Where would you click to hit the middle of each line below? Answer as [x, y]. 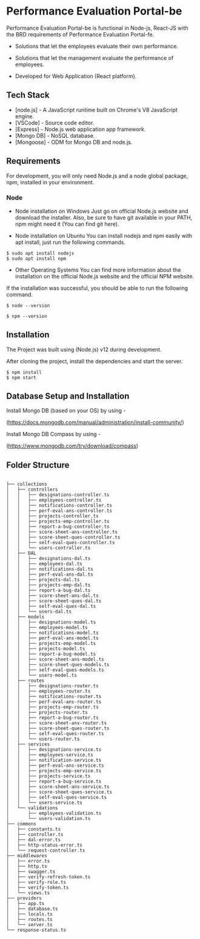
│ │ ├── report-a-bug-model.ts [51, 654]
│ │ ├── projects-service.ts [48, 776]
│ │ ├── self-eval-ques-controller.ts [61, 543]
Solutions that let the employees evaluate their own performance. [97, 46]
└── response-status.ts [36, 930]
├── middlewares [27, 856]
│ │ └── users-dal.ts [39, 612]
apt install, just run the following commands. [70, 242]
